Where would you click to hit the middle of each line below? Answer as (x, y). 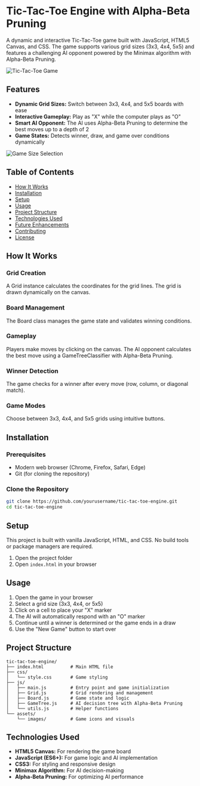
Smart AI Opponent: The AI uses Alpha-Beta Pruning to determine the (101, 123)
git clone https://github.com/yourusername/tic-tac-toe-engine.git (92, 502)
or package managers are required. (50, 546)
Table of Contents (40, 172)
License (24, 237)
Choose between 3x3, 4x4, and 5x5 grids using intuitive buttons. (86, 419)
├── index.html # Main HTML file (60, 667)
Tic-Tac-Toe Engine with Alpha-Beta (98, 11)
